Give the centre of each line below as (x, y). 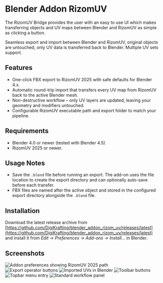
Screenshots (25, 253)
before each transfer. (33, 185)
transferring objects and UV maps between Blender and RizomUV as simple (81, 27)
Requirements (27, 131)
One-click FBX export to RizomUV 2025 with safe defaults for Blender (82, 79)
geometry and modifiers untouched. (48, 105)
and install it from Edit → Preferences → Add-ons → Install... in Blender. (76, 238)
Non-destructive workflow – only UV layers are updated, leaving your (81, 100)
